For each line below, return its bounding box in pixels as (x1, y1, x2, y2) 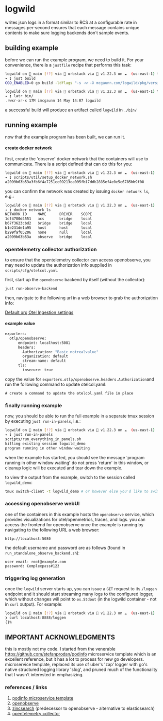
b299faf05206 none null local (5, 230, 92, 235)
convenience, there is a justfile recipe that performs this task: (5, 62, 132, 68)
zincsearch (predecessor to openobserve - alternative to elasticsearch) (12, 705, 155, 711)
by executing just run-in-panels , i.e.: (5, 418, 81, 424)
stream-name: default (22, 359, 66, 363)
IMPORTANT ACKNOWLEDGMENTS (5, 633, 115, 642)
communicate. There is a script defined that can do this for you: (5, 161, 132, 167)
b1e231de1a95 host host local (5, 225, 92, 230)
